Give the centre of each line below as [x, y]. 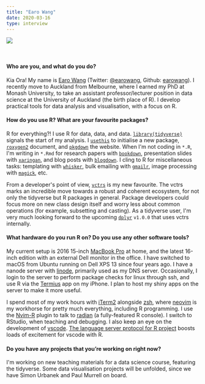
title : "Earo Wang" [31, 12]
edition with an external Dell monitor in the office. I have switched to [104, 257]
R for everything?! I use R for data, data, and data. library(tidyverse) [94, 134]
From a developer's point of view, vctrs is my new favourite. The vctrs [95, 184]
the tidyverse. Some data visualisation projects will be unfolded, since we [99, 369]
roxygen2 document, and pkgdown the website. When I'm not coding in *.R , [99, 146]
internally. [19, 224]
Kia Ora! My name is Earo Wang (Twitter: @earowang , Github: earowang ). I [100, 80]
